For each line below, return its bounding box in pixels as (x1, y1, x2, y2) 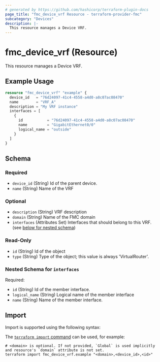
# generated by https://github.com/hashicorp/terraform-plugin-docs (5, 7, 149, 12)
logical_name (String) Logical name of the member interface (12, 292, 134, 297)
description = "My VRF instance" (9, 104, 78, 109)
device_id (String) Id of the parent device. (12, 180, 97, 186)
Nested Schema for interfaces (5, 265, 80, 272)
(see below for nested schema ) (12, 225, 76, 230)
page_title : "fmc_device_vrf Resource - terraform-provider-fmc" (5, 12, 142, 17)
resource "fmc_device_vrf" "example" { (5, 90, 87, 95)
